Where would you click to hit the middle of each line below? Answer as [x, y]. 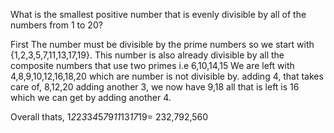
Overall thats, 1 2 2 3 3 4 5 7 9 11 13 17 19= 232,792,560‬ [109, 117]
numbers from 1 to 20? [56, 25]
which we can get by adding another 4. [91, 97]
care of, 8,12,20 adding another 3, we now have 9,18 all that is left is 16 [155, 87]
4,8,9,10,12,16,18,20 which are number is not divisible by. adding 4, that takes [167, 76]
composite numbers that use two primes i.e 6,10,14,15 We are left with [152, 65]
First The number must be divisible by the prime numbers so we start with [162, 44]
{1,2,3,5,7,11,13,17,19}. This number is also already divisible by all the [147, 55]
